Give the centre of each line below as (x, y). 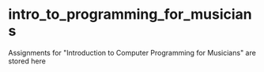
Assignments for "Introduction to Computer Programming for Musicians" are (132, 52)
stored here (27, 61)
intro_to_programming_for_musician (130, 14)
